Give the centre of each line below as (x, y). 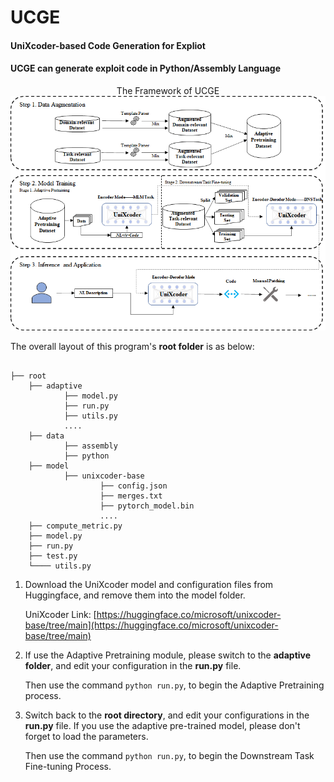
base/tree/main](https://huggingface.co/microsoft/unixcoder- (151, 625)
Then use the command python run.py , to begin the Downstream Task (169, 756)
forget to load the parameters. (86, 737)
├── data (46, 436)
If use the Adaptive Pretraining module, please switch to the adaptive (168, 655)
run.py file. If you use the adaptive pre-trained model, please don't (162, 726)
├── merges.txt (131, 496)
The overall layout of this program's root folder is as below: (132, 347)
